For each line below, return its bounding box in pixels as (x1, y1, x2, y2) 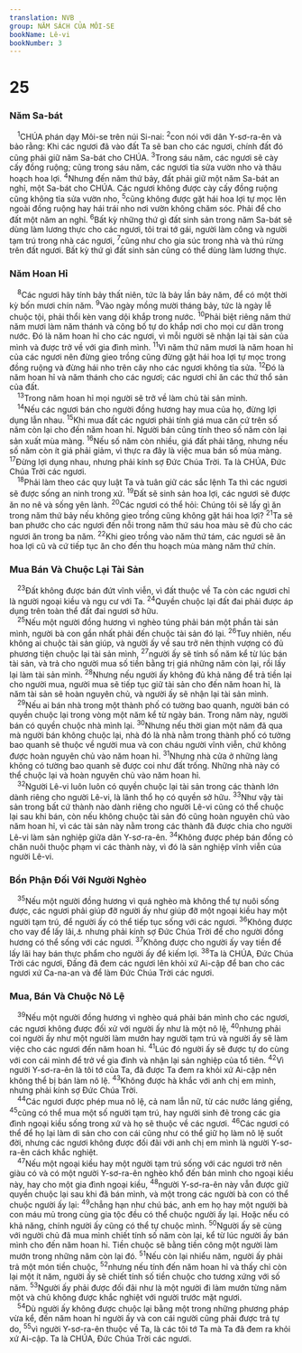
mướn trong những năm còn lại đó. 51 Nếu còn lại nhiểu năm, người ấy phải (9, 1249, 284, 1261)
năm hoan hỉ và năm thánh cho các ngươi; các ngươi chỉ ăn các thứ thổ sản (9, 372, 288, 383)
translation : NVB (9, 13, 75, 23)
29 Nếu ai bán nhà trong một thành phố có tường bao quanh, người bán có (17, 698, 290, 710)
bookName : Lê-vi (9, 30, 70, 39)
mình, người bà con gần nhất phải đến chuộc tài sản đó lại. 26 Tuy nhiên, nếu (9, 627, 291, 639)
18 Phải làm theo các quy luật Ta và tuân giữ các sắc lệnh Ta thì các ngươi (17, 475, 288, 488)
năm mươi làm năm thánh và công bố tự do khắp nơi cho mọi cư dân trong (9, 321, 284, 331)
